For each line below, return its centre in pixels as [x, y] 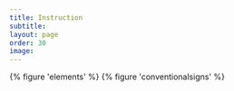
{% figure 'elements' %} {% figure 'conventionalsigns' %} [117, 77]
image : [22, 51]
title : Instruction [46, 18]
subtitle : [28, 26]
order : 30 [28, 43]
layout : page [34, 34]
